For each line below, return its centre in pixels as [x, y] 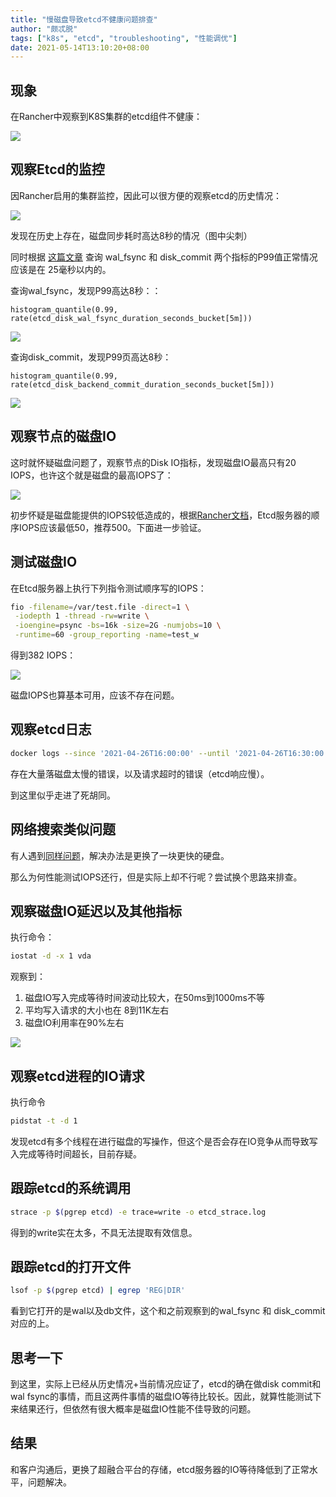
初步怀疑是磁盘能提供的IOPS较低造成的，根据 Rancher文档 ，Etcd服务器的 [161, 515]
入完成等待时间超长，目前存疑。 [76, 1153]
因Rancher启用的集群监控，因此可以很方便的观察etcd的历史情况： [146, 195]
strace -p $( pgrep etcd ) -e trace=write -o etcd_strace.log [138, 1212]
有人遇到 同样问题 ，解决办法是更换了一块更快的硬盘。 [120, 855]
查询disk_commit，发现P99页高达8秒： [91, 357]
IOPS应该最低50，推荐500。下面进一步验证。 [112, 527]
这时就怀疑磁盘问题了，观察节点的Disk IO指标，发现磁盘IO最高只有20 [153, 462]
